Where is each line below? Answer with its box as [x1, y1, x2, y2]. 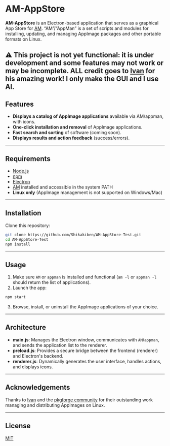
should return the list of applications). [12, 279, 91, 285]
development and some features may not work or [5, 59, 164, 68]
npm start [5, 295, 26, 300]
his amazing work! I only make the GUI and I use [5, 75, 159, 83]
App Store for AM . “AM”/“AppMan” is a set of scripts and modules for [5, 25, 149, 31]
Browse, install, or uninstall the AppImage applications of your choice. [12, 304, 158, 310]
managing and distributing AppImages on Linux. [5, 402, 105, 408]
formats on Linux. [5, 36, 42, 42]
